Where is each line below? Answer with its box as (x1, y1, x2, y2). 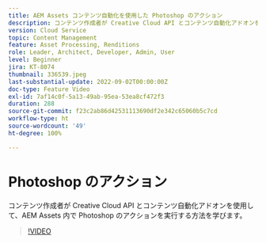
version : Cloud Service (8, 26, 87, 34)
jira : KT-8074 (8, 63, 55, 71)
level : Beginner (8, 56, 62, 64)
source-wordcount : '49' (8, 122, 87, 130)
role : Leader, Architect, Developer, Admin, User (8, 48, 176, 56)
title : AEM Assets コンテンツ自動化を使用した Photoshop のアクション (8, 11, 223, 20)
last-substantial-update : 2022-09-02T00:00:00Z (8, 78, 169, 85)
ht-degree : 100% (8, 129, 62, 137)
